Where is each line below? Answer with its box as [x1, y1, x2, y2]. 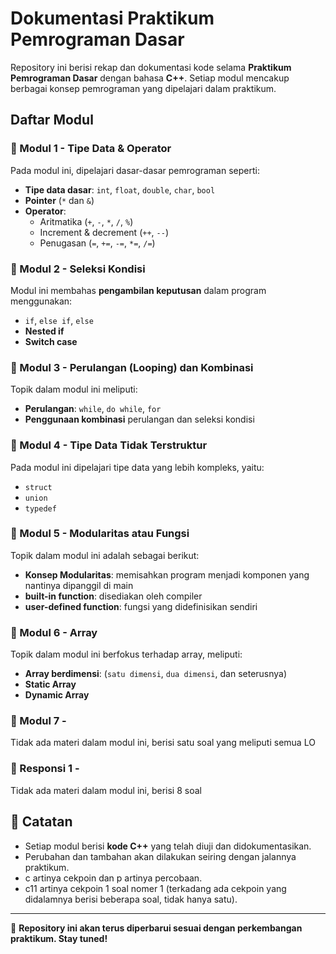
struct [24, 482, 53, 492]
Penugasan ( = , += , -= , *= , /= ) [39, 237, 156, 249]
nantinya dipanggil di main [24, 579, 134, 591]
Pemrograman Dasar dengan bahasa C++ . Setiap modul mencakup [10, 72, 290, 84]
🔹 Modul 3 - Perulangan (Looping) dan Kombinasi [10, 360, 254, 374]
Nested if [24, 325, 65, 337]
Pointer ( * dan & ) [24, 194, 95, 206]
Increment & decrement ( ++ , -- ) [39, 226, 169, 238]
